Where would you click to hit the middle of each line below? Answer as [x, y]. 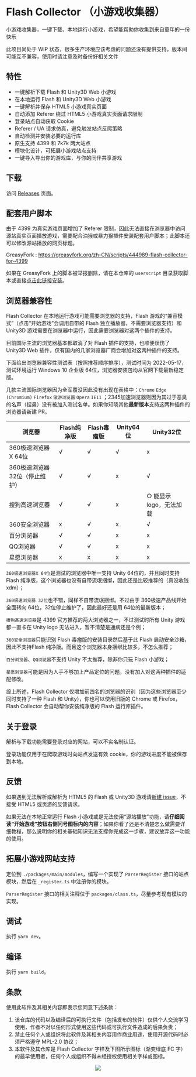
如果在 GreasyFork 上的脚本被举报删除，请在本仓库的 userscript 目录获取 [95, 273]
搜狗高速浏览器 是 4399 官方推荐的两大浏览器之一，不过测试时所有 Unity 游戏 [96, 620]
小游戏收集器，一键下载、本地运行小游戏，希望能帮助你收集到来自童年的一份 [98, 29]
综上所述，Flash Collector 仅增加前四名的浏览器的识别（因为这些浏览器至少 [96, 692]
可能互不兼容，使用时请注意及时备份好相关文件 [62, 56]
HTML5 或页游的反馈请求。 [50, 804]
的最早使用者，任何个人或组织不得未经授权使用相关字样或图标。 [91, 1057]
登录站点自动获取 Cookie [44, 121]
